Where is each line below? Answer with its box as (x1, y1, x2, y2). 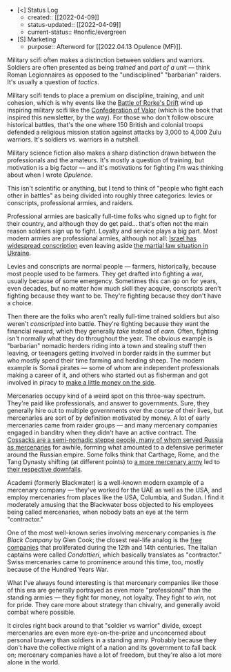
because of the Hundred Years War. (7, 566, 109, 573)
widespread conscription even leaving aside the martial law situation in (7, 242, 208, 249)
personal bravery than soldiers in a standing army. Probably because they (7, 636, 217, 644)
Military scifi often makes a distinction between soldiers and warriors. (7, 56, 205, 64)
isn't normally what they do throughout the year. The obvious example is (7, 334, 212, 343)
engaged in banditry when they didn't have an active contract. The (7, 428, 197, 436)
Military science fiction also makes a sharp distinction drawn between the (7, 148, 217, 157)
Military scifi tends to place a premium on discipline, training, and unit (7, 91, 205, 99)
